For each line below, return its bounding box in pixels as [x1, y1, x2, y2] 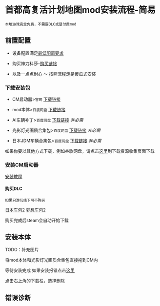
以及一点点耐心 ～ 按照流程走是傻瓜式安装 [12, 71, 96, 77]
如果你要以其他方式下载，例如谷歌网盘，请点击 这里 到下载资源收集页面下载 [5, 148, 155, 154]
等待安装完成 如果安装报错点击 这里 [5, 267, 75, 273]
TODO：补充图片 [5, 247, 39, 253]
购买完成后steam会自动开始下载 [5, 217, 69, 223]
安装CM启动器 [5, 162, 39, 168]
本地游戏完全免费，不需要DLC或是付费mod [5, 21, 77, 27]
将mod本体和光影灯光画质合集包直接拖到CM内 [5, 257, 99, 263]
